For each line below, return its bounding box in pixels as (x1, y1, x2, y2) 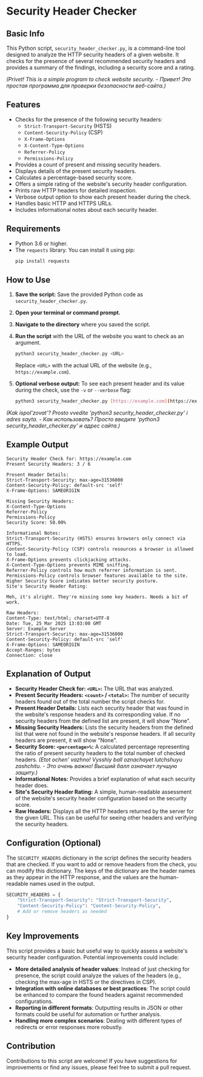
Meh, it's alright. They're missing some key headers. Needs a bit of (6, 594, 188, 600)
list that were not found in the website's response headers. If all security (15, 730, 196, 737)
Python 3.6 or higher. (15, 240, 68, 247)
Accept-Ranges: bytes (6, 647, 61, 653)
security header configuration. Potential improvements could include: (6, 953, 179, 960)
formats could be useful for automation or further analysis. (15, 1010, 162, 1018)
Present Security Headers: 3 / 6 (6, 461, 91, 467)
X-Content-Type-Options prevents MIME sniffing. (6, 562, 131, 568)
